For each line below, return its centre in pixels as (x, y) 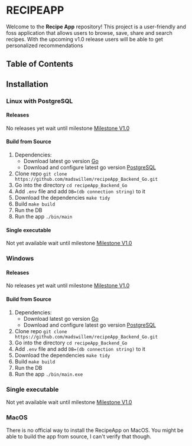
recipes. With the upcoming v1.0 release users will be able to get (85, 39)
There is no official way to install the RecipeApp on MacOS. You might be (95, 430)
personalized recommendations (45, 45)
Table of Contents (40, 64)
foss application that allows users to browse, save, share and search (89, 32)
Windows (20, 259)
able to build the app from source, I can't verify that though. (79, 437)
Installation (27, 84)
